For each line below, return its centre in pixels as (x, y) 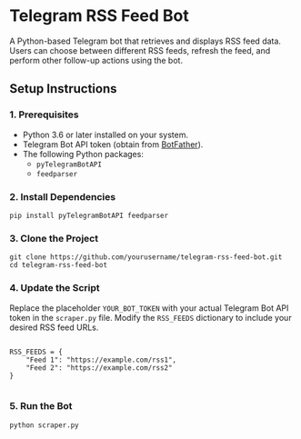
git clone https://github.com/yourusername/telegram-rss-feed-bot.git (146, 257)
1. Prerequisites (44, 115)
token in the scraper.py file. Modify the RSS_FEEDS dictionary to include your (151, 317)
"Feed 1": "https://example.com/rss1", (101, 360)
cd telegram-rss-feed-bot (58, 265)
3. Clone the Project (54, 238)
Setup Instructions (63, 89)
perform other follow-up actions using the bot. (96, 60)
